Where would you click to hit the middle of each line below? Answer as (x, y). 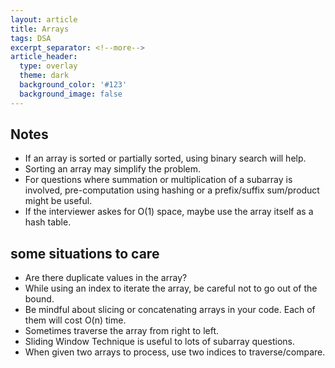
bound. (39, 299)
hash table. (48, 222)
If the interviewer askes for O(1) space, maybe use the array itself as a (169, 212)
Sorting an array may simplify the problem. (113, 169)
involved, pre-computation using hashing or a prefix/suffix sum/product (172, 190)
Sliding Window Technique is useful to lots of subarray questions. (159, 342)
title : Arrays (40, 29)
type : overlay (48, 66)
